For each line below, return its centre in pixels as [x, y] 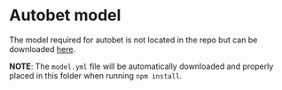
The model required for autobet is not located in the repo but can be [133, 40]
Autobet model [65, 15]
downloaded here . [43, 49]
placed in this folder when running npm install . [96, 75]
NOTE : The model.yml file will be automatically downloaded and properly [141, 66]
